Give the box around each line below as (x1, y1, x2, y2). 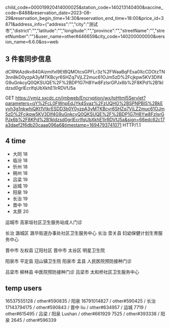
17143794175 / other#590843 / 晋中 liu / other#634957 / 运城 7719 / (5, 305, 147, 311)
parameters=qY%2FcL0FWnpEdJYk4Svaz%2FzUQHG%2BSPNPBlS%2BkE (5, 100, 163, 106)
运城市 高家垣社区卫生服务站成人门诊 (5, 219, 82, 225)
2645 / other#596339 (11, 317, 57, 323)
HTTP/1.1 (122, 122, 141, 128)
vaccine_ (144, 5, 163, 10)
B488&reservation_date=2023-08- (18, 10, 92, 16)
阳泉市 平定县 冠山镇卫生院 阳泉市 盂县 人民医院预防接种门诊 (5, 258, 132, 264)
